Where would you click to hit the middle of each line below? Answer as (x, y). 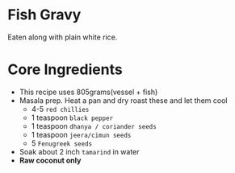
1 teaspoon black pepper (72, 117)
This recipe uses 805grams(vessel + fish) (88, 92)
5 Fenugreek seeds (62, 143)
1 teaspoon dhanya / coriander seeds (94, 126)
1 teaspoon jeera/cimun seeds (81, 134)
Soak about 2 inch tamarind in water (79, 151)
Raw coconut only (50, 160)
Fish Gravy (44, 15)
